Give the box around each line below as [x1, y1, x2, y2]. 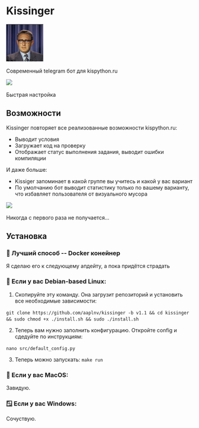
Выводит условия [14, 136, 59, 143]
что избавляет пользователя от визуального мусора [14, 190, 148, 197]
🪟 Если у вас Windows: [6, 399, 77, 408]
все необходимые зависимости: [14, 297, 97, 304]
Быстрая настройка [6, 91, 56, 98]
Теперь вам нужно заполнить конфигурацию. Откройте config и [14, 326, 178, 333]
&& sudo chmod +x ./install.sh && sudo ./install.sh [6, 316, 139, 322]
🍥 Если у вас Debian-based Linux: [6, 278, 107, 286]
